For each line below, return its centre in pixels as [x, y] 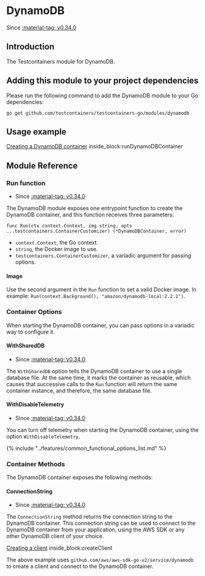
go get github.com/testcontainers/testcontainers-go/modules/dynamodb [98, 113]
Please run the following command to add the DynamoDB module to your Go [102, 95]
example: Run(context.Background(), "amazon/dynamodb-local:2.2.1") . [96, 296]
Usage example [37, 132]
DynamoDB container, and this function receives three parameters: [90, 215]
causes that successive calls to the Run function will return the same [92, 384]
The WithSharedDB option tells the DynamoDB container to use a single [94, 371]
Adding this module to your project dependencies [103, 81]
